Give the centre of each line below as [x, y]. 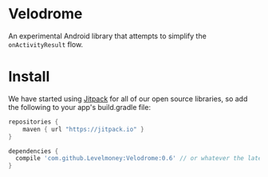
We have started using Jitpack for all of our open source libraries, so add [128, 98]
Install [29, 77]
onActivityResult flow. [46, 44]
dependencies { [33, 151]
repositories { [33, 122]
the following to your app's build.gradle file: [80, 107]
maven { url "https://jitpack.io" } [84, 129]
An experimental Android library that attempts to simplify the [108, 36]
